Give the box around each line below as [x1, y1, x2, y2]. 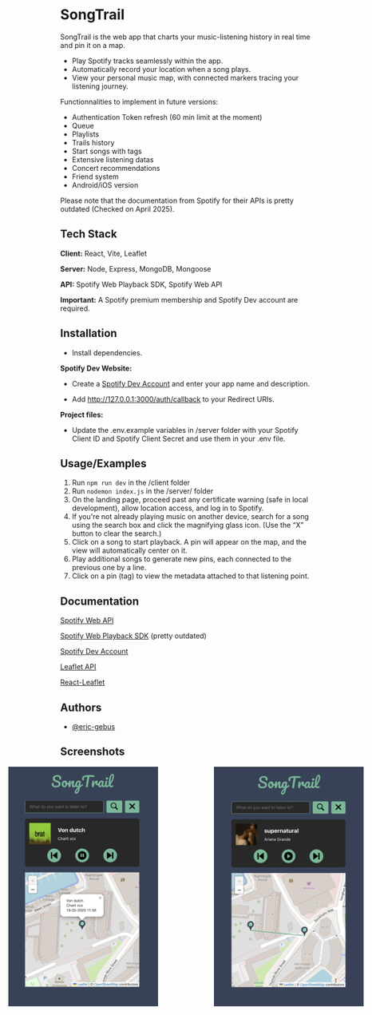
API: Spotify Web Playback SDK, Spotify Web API [60, 280, 223, 289]
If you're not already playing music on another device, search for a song [71, 512, 310, 521]
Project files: [60, 410, 104, 419]
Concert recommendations [71, 163, 160, 172]
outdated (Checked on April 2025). [60, 204, 175, 213]
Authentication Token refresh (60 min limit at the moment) [71, 112, 263, 121]
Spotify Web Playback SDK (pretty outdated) [60, 631, 208, 640]
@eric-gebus [71, 722, 116, 732]
